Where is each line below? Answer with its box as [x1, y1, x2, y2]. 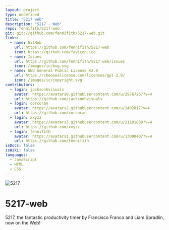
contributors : [5, 82, 35, 87]
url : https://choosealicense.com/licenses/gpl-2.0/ [14, 73, 125, 78]
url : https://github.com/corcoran [14, 110, 87, 116]
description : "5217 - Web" [5, 21, 62, 27]
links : [5, 36, 19, 41]
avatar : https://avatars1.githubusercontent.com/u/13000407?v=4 [14, 134, 152, 139]
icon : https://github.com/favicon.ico [14, 49, 96, 54]
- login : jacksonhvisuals [10, 87, 65, 92]
